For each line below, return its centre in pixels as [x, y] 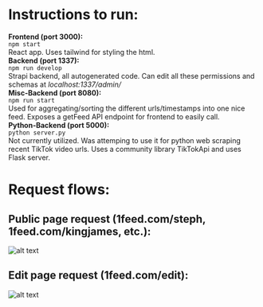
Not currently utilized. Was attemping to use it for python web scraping [125, 140]
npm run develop [35, 68]
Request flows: [59, 190]
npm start [25, 44]
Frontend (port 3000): [46, 37]
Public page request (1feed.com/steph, [107, 219]
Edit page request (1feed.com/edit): [98, 276]
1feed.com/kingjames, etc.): [80, 231]
